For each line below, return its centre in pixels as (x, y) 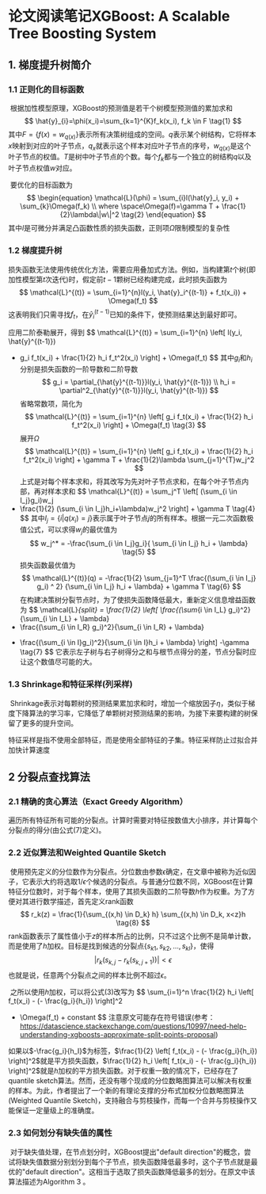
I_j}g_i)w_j (36, 500)
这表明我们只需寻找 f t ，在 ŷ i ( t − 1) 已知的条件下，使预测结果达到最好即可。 (125, 315)
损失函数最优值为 (47, 565)
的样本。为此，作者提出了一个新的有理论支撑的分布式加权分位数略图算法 (126, 1091)
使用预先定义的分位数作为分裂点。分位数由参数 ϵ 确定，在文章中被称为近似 (129, 872)
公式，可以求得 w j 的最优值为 (72, 530)
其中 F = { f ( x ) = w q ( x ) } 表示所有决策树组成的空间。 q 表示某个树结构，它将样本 (132, 135)
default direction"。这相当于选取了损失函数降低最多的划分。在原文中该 (140, 1171)
